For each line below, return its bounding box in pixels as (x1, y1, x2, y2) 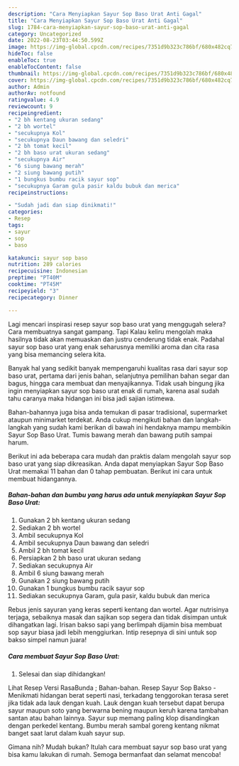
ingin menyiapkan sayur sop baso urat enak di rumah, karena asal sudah (8, 386, 220, 395)
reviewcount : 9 (8, 103, 53, 110)
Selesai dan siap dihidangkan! (18, 670, 106, 679)
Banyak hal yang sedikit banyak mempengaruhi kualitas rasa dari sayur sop (8, 363, 228, 372)
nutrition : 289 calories (8, 261, 82, 268)
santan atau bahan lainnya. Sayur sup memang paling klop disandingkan (8, 714, 220, 723)
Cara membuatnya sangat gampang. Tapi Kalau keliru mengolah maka (8, 327, 213, 336)
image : (8, 43, 28, 50)
